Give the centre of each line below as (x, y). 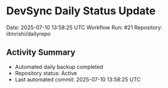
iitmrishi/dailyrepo (28, 33)
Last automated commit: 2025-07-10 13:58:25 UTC (78, 79)
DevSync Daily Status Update (81, 11)
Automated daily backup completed (59, 67)
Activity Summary (41, 53)
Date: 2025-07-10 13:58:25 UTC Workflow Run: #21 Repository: (85, 27)
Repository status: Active (46, 73)
